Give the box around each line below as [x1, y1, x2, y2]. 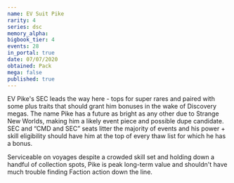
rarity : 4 [7, 17, 37, 24]
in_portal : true [7, 50, 55, 57]
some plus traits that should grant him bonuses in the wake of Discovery [7, 102, 216, 111]
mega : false [7, 69, 42, 76]
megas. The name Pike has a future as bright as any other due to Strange [7, 109, 219, 118]
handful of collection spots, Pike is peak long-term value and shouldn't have [7, 161, 228, 169]
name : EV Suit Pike [7, 10, 65, 18]
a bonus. [7, 140, 33, 148]
